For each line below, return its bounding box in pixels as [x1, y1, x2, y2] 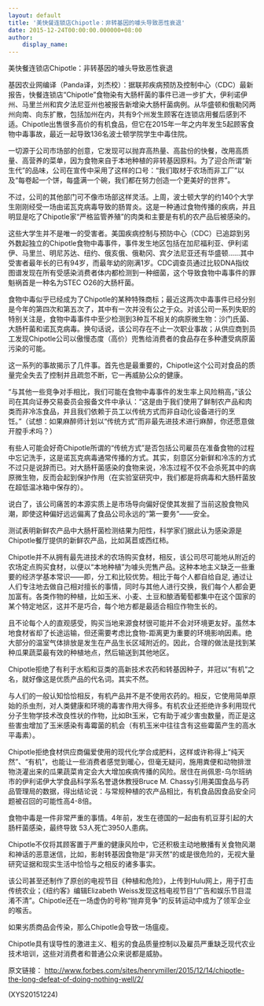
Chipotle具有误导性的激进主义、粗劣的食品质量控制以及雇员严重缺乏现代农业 [8, 939, 255, 949]
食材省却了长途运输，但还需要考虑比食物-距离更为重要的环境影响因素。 [14, 628, 246, 638]
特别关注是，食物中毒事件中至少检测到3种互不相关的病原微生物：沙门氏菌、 [8, 314, 254, 324]
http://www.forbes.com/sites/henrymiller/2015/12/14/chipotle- [44, 966, 245, 975]
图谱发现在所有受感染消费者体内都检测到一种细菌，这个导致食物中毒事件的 [8, 268, 249, 278]
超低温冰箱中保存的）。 [14, 483, 88, 492]
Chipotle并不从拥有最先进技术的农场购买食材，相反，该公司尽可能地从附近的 [8, 553, 255, 562]
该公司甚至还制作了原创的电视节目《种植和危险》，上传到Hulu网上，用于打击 [8, 876, 254, 886]
